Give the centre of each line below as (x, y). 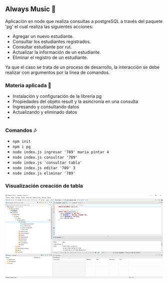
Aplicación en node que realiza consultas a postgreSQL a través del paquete (84, 21)
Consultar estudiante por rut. (42, 47)
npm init (21, 142)
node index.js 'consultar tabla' (47, 163)
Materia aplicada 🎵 (28, 85)
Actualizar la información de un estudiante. (56, 52)
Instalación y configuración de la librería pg (57, 96)
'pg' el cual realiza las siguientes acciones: (49, 26)
